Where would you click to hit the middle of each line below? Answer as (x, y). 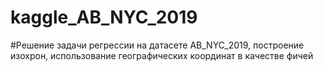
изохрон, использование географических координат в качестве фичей (162, 55)
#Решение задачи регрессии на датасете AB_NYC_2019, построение (157, 45)
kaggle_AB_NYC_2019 (104, 17)
